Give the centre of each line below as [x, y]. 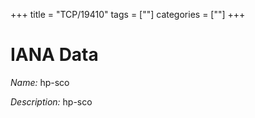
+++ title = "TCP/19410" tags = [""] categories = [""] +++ [128, 14]
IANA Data [54, 55]
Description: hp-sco [51, 101]
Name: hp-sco [40, 82]
